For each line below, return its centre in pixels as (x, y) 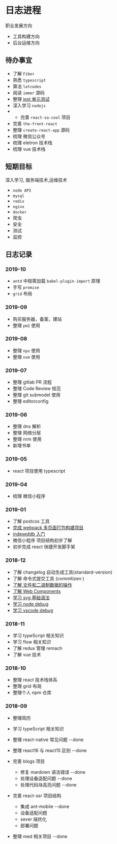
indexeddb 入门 (29, 534)
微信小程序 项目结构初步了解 (42, 540)
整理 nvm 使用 (26, 357)
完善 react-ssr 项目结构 (37, 796)
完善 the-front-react (35, 123)
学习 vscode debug (33, 610)
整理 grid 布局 (27, 686)
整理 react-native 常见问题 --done (48, 740)
